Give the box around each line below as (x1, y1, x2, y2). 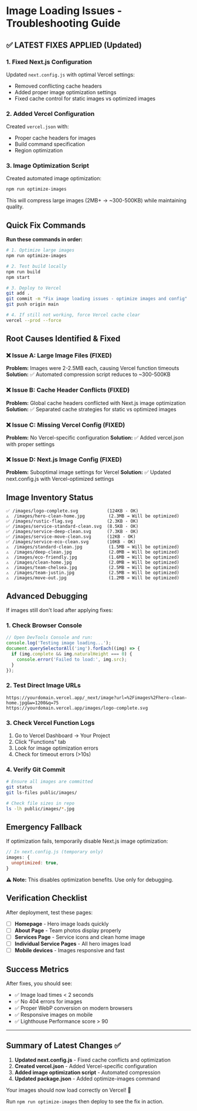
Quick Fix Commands (6, 220, 86, 230)
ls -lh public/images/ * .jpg (6, 806, 75, 811)
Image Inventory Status (6, 493, 94, 503)
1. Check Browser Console (6, 621, 82, 629)
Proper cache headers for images (14, 134, 96, 142)
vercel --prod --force (6, 317, 62, 323)
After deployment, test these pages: (6, 909, 93, 916)
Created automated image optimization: (6, 175, 101, 182)
